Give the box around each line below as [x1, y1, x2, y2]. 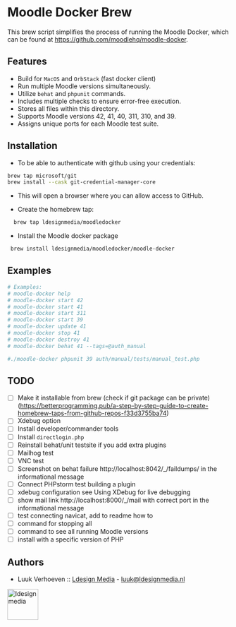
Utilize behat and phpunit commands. [17, 89, 126, 97]
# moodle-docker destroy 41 [7, 336, 90, 343]
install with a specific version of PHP [17, 535, 124, 544]
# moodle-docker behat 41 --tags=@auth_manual [7, 342, 147, 350]
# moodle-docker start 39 [7, 316, 83, 323]
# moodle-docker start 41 [7, 303, 83, 311]
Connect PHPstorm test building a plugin [17, 479, 136, 488]
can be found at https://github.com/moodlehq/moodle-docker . [7, 35, 189, 43]
